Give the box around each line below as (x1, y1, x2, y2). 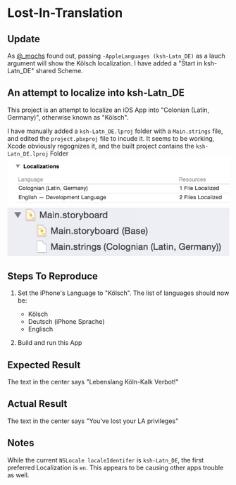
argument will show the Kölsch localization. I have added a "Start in (7, 59, 203, 68)
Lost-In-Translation (7, 5, 123, 21)
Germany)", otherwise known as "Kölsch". (7, 113, 129, 121)
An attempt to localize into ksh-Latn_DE (7, 87, 185, 99)
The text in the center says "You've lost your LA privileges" (7, 417, 179, 425)
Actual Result (7, 398, 68, 410)
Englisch (27, 325, 54, 334)
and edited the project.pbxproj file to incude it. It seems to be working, (7, 134, 215, 142)
